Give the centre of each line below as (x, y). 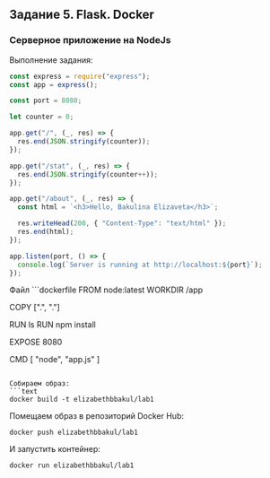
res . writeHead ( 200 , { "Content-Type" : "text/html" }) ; (122, 223)
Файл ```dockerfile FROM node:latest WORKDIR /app (106, 290)
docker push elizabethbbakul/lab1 (74, 433)
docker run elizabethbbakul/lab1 (72, 465)
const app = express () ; (54, 84)
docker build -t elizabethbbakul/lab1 (82, 400)
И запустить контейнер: (55, 449)
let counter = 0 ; (42, 117)
